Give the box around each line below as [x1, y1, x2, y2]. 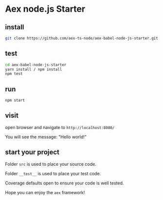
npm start [5, 98, 25, 103]
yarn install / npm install [5, 67, 62, 72]
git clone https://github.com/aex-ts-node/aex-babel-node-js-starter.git [5, 36, 159, 41]
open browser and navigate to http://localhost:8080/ [5, 124, 115, 130]
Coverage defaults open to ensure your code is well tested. [5, 180, 124, 186]
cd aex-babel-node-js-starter [5, 62, 67, 67]
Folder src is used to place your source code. [5, 161, 97, 167]
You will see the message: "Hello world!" [5, 133, 87, 140]
